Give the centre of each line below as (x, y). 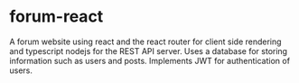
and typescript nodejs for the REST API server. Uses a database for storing (148, 51)
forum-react (56, 17)
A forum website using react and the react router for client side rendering (145, 41)
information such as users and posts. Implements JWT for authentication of (150, 60)
